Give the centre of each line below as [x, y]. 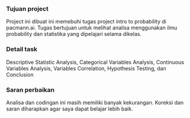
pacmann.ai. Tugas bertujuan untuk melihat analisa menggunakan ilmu [92, 28]
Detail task [22, 49]
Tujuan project [27, 9]
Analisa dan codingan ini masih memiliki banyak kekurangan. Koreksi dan [95, 102]
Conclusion [20, 75]
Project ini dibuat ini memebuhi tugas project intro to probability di [86, 22]
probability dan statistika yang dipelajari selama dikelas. [74, 34]
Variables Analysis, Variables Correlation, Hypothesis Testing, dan [86, 68]
